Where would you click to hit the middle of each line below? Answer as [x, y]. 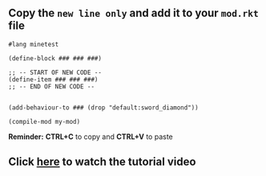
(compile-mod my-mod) [44, 121]
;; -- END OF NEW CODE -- [51, 86]
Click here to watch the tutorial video [102, 162]
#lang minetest [34, 44]
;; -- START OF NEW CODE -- [55, 72]
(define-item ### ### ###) [53, 80]
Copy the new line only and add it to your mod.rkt [133, 13]
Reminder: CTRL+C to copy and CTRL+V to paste [91, 137]
